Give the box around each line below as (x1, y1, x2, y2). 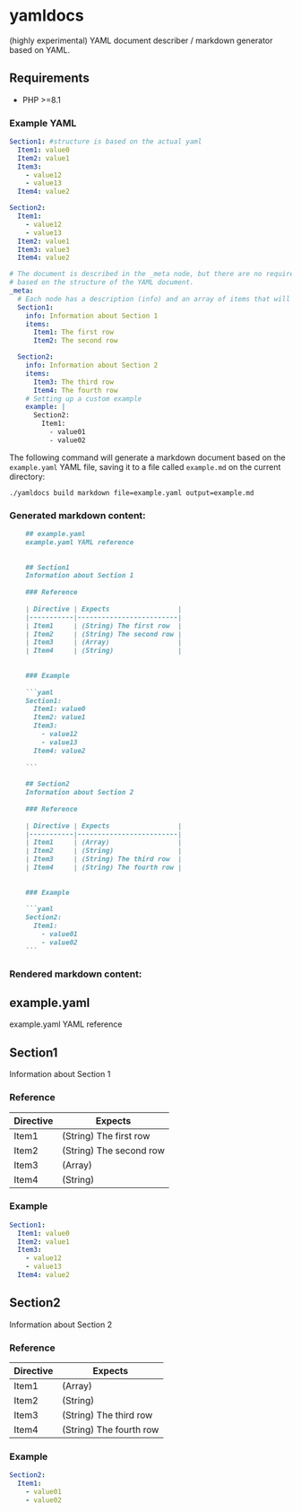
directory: (9, 471, 46, 482)
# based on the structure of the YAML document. (9, 278, 194, 287)
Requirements (9, 71, 90, 86)
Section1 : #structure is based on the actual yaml (9, 137, 202, 146)
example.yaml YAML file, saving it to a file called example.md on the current (9, 461, 281, 472)
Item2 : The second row (32, 336, 118, 345)
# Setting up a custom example (25, 394, 142, 404)
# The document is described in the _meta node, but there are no (9, 270, 262, 279)
